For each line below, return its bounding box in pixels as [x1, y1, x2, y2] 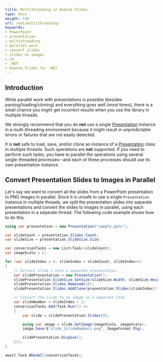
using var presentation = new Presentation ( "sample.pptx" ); [5, 224, 130, 229]
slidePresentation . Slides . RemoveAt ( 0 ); [14, 282, 95, 287]
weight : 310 [5, 16, 29, 21]
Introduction [5, 83, 44, 92]
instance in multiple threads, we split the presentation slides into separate [5, 199, 152, 205]
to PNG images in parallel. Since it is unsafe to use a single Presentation [5, 194, 149, 199]
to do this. [5, 214, 25, 220]
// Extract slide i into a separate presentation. [14, 268, 118, 273]
